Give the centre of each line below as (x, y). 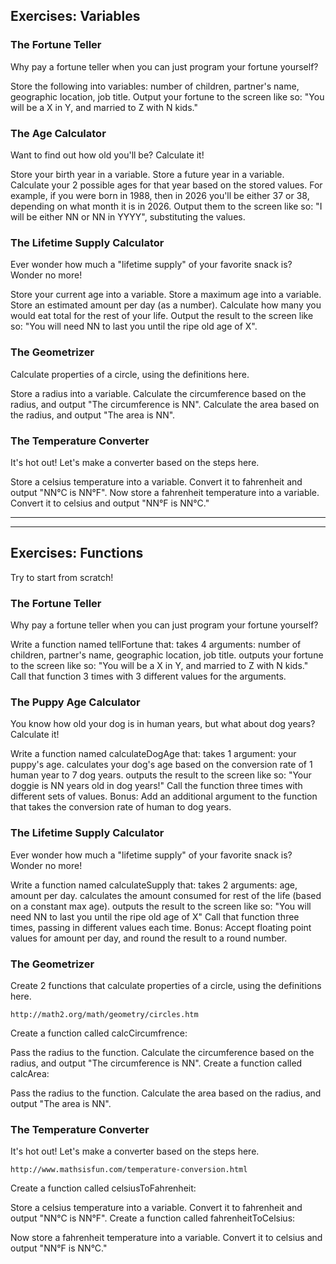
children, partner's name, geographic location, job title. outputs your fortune (167, 655)
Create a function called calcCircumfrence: (99, 1033)
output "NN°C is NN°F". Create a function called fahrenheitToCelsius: (153, 1218)
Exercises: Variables (75, 16)
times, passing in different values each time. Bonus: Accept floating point (161, 927)
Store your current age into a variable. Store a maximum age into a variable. (166, 295)
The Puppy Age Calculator (75, 702)
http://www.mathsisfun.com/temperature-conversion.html (129, 1170)
